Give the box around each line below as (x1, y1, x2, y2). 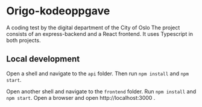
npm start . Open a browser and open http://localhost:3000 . (6, 94, 156, 101)
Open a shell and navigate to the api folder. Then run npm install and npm (6, 70, 189, 77)
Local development (6, 54, 80, 64)
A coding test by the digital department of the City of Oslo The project (6, 24, 180, 31)
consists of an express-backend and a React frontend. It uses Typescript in (6, 30, 194, 37)
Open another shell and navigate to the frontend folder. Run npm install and (6, 88, 197, 95)
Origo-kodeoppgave (6, 4, 110, 18)
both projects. (6, 36, 41, 44)
